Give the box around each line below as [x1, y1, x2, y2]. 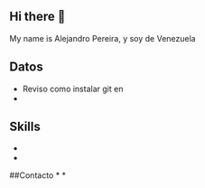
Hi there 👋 [9, 9, 66, 24]
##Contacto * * [9, 170, 66, 181]
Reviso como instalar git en [22, 83, 124, 94]
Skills [9, 119, 41, 135]
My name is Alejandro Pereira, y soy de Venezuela [9, 33, 196, 43]
